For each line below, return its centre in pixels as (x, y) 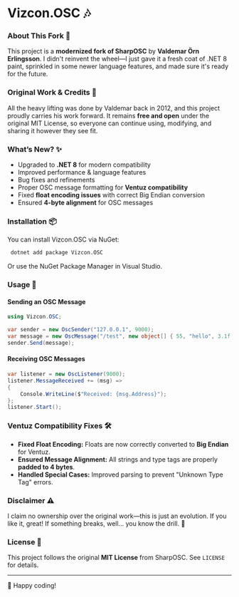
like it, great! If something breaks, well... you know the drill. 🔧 (96, 523)
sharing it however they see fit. (53, 130)
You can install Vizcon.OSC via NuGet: (63, 239)
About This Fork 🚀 (39, 36)
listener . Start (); (34, 407)
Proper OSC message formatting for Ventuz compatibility (103, 187)
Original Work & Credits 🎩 (52, 93)
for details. (23, 565)
